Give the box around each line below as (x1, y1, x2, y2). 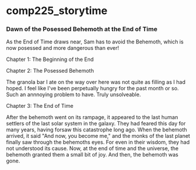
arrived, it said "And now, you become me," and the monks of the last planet (6, 132, 190, 140)
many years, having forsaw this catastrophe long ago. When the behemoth (6, 126, 187, 133)
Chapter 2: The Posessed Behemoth (6, 67, 94, 74)
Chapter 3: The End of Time (6, 103, 74, 110)
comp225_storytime (6, 4, 108, 18)
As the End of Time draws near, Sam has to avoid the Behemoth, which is (6, 38, 184, 45)
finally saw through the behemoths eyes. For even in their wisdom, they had (6, 139, 190, 146)
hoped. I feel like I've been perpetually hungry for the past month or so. (6, 85, 180, 92)
